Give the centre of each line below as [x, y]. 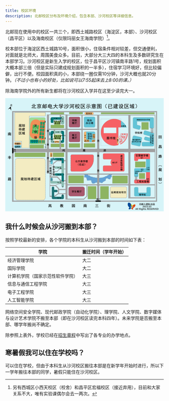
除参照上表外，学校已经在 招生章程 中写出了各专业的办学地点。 [69, 335]
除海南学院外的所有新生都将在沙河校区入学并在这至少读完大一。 [71, 91]
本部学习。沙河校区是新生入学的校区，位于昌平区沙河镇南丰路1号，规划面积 [83, 61]
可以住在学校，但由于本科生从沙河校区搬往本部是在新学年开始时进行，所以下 [84, 366]
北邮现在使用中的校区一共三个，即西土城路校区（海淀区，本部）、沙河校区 [81, 31]
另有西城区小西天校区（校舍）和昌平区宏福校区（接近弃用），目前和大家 [86, 387]
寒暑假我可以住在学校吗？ [45, 352]
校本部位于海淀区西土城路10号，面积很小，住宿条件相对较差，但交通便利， [82, 49]
